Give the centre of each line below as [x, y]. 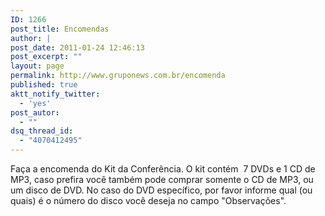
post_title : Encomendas [60, 29]
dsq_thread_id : [42, 131]
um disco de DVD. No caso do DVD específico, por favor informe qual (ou [161, 190]
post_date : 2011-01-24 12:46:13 [77, 47]
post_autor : [35, 112]
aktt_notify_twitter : [55, 94]
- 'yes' [35, 103]
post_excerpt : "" [46, 57]
